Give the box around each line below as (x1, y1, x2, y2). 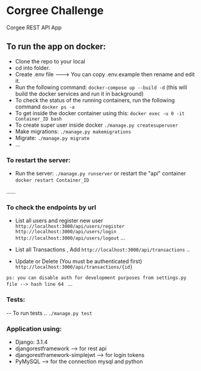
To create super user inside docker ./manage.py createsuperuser (15, 121, 178, 129)
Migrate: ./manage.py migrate (15, 134, 90, 141)
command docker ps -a (15, 103, 75, 110)
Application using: (6, 324, 62, 333)
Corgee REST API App (6, 24, 62, 31)
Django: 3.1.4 (15, 338, 48, 345)
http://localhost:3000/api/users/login (15, 229, 117, 235)
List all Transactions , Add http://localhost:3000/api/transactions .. (15, 246, 190, 253)
